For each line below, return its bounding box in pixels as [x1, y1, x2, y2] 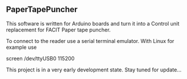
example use [6, 44, 37, 51]
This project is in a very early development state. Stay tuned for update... [6, 66, 182, 73]
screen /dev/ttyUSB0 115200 [6, 55, 75, 62]
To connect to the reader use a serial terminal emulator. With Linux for [6, 37, 175, 44]
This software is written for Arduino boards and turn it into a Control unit [6, 20, 180, 27]
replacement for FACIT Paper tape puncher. [6, 26, 111, 33]
